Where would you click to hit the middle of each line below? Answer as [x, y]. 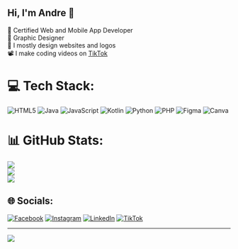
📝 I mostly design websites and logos [62, 45]
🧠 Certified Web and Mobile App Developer [70, 30]
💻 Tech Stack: [51, 86]
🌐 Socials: [30, 201]
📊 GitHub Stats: [56, 140]
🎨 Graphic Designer [36, 38]
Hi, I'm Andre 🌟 [41, 13]
